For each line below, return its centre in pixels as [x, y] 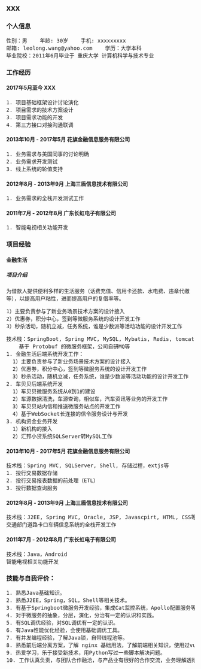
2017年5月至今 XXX [31, 88]
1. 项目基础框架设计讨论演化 [42, 102]
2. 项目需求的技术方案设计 [40, 110]
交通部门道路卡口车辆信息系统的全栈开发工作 [61, 525]
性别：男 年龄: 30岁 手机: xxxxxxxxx [66, 40]
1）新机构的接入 [32, 429]
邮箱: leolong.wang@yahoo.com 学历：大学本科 [74, 48]
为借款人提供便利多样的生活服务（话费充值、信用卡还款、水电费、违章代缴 [98, 290]
